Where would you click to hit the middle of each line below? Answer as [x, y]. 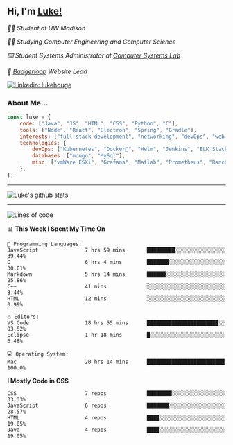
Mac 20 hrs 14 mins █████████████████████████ [116, 362]
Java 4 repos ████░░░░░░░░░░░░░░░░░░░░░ [116, 430]
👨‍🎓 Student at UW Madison [46, 28]
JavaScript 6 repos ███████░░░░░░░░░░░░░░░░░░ [116, 405]
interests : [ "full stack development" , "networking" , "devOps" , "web [122, 137]
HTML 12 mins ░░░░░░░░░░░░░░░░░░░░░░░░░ [116, 298]
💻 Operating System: [38, 354]
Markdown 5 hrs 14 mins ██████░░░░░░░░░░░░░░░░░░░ [116, 274]
